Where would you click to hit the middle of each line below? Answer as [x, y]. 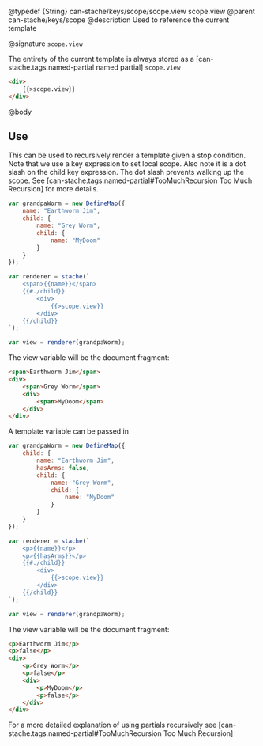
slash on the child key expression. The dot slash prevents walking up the [126, 172]
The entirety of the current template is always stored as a [101, 59]
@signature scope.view [45, 44]
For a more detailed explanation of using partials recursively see [113, 725]
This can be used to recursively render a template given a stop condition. [127, 155]
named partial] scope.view [138, 67]
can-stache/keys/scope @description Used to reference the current [119, 20]
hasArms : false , [63, 468]
